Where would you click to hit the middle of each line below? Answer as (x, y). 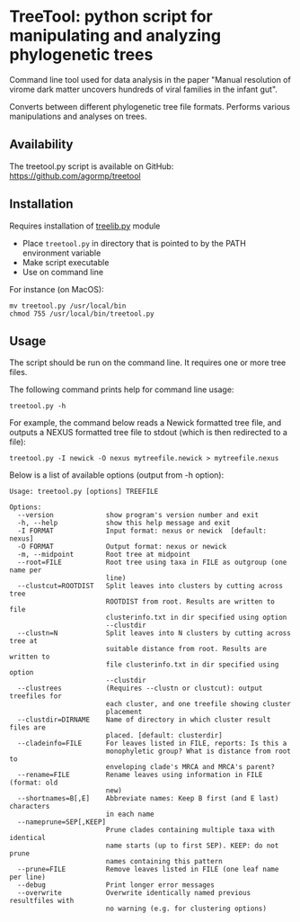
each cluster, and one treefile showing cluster (199, 704)
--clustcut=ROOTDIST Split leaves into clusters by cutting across (150, 586)
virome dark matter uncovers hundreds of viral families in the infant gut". (144, 89)
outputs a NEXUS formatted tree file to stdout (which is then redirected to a (148, 433)
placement (124, 712)
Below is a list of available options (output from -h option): (117, 475)
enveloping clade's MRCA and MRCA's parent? (190, 767)
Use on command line (63, 272)
